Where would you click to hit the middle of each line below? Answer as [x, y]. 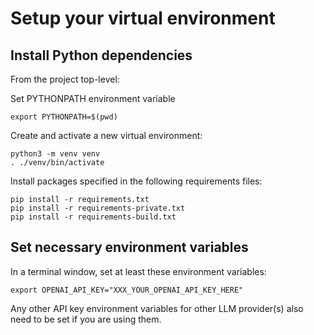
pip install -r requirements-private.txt [98, 208]
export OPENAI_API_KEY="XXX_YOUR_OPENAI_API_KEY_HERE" [127, 290]
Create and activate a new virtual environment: [106, 135]
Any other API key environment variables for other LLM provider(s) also [157, 308]
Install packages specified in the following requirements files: [136, 181]
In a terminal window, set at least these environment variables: [138, 271]
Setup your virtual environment [143, 18]
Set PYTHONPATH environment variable [93, 98]
